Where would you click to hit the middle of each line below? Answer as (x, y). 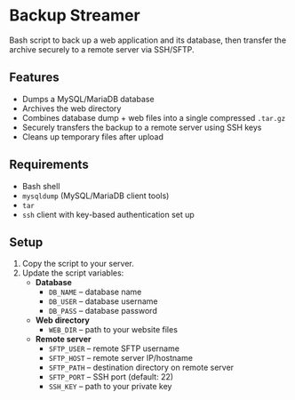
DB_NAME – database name (95, 292)
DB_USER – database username (103, 301)
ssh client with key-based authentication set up (108, 214)
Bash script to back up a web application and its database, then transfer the (148, 40)
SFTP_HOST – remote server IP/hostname (121, 358)
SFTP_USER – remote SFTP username (114, 348)
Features (34, 78)
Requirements (49, 165)
